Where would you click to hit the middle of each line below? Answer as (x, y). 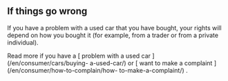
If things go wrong (47, 11)
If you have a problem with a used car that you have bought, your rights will (115, 27)
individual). (23, 42)
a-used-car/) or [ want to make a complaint (151, 63)
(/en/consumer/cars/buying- (48, 63)
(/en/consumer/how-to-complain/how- (63, 70)
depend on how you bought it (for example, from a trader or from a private (113, 35)
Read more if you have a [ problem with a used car (79, 56)
